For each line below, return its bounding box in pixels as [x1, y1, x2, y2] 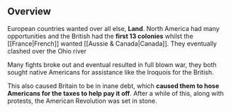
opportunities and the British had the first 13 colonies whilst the [7, 32, 193, 40]
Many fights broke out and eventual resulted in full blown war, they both [7, 60, 218, 69]
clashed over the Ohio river [7, 46, 87, 55]
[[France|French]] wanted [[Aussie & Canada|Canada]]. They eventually [7, 39, 218, 48]
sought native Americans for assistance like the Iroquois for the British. [7, 68, 214, 76]
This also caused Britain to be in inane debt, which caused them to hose [7, 81, 220, 90]
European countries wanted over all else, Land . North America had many [7, 24, 220, 32]
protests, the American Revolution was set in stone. [7, 97, 157, 105]
